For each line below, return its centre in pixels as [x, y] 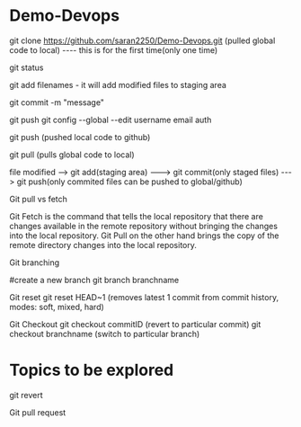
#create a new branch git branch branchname [94, 280]
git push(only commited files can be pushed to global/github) [129, 182]
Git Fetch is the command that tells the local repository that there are [136, 216]
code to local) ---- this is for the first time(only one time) [114, 49]
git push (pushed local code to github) [80, 137]
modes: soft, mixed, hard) [57, 307]
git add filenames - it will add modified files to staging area [118, 85]
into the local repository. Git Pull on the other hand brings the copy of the [144, 236]
